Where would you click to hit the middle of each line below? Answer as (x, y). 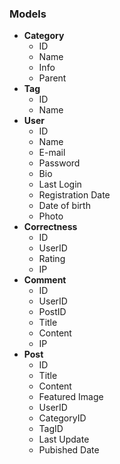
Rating (52, 259)
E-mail (52, 153)
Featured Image (71, 397)
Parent (52, 78)
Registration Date (74, 195)
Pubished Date (69, 450)
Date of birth (64, 206)
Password (59, 163)
